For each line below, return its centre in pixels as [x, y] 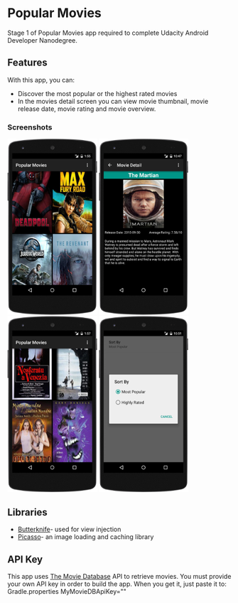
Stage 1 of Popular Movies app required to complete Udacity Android [108, 33]
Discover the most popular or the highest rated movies [97, 93]
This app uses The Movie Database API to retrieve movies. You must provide [119, 577]
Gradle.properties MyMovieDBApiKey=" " [67, 592]
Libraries [27, 512]
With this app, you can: [41, 80]
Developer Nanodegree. [43, 40]
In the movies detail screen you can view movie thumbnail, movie [113, 101]
